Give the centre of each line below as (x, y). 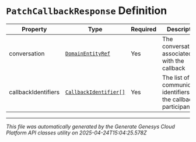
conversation (27, 54)
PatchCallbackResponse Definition (87, 11)
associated (177, 54)
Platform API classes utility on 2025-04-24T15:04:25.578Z (76, 133)
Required (144, 29)
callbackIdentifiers (34, 92)
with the (174, 61)
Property (34, 29)
